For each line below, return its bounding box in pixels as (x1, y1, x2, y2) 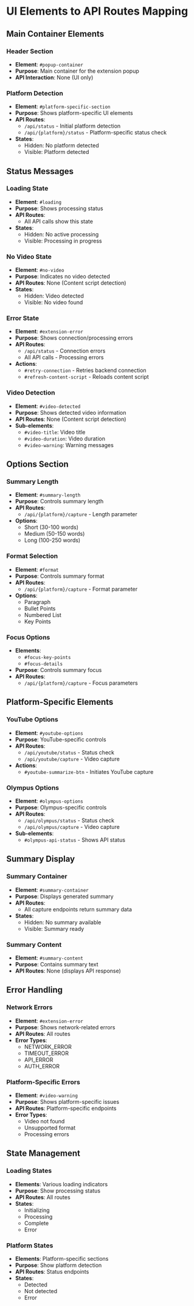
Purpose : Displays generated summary (15, 892, 114, 900)
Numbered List (24, 611, 62, 618)
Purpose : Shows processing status (15, 205, 103, 212)
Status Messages (6, 166, 74, 177)
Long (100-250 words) (24, 536, 81, 544)
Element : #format (15, 566, 59, 573)
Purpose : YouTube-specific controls (15, 735, 106, 743)
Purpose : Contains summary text (15, 961, 99, 968)
